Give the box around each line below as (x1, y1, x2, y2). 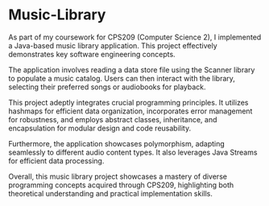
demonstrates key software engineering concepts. (8, 49, 176, 59)
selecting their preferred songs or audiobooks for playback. (8, 82, 207, 92)
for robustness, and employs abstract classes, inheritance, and (8, 114, 217, 124)
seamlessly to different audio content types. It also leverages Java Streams (8, 147, 258, 157)
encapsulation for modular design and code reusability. (8, 123, 192, 133)
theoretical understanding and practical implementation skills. (8, 188, 213, 198)
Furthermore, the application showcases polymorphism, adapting (8, 138, 226, 148)
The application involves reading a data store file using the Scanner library (8, 64, 255, 74)
